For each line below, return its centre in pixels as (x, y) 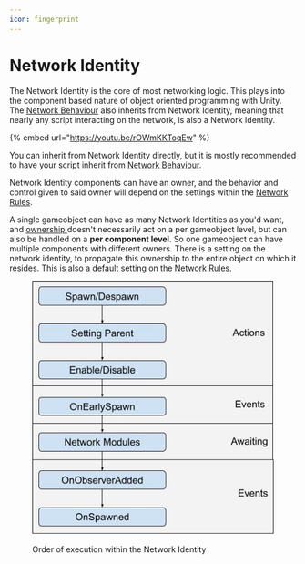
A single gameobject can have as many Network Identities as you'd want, (147, 220)
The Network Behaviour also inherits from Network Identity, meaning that (147, 110)
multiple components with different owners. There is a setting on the (137, 248)
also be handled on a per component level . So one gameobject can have (147, 239)
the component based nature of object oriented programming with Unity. (146, 100)
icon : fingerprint (44, 19)
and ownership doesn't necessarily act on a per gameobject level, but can (148, 229)
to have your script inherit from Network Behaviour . (106, 165)
